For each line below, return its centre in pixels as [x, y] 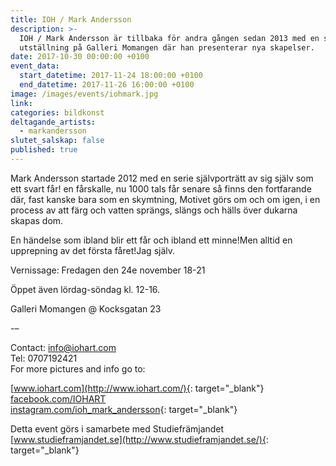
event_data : [35, 66]
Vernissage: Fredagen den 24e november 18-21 [108, 270]
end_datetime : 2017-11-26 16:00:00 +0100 [107, 85]
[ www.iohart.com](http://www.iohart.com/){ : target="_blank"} [137, 388]
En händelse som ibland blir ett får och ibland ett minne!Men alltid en [151, 240]
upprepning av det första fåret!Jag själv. [93, 250]
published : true [44, 150]
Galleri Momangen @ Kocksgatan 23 [86, 308]
